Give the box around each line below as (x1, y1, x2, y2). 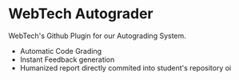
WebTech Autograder (8, 5, 153, 23)
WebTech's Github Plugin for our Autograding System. (8, 31, 186, 40)
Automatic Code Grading (19, 46, 102, 55)
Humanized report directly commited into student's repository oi (19, 63, 232, 72)
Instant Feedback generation (19, 55, 115, 64)
